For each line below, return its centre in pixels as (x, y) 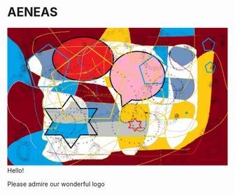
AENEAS (33, 12)
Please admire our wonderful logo (56, 184)
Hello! (16, 170)
